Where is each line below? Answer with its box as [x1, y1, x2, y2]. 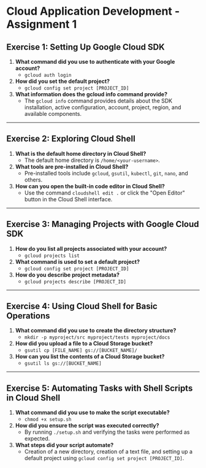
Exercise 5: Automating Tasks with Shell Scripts [6, 383, 193, 393]
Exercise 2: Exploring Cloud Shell [6, 134, 136, 144]
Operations [6, 311, 50, 321]
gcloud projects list [24, 253, 80, 259]
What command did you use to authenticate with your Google [15, 58, 175, 65]
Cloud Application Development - [6, 4, 180, 18]
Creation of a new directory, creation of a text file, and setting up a [24, 448, 193, 455]
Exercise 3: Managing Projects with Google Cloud [6, 219, 199, 229]
